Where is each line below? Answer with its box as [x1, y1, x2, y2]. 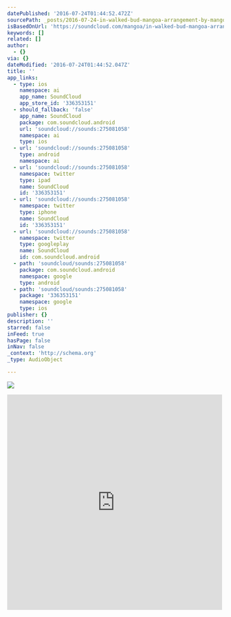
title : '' [7, 68, 36, 74]
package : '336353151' [19, 292, 81, 299]
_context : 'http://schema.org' [7, 350, 97, 357]
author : [7, 42, 30, 49]
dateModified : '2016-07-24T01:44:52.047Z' [7, 61, 131, 68]
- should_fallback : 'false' [13, 106, 94, 113]
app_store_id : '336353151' [19, 100, 97, 107]
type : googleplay [19, 241, 69, 248]
